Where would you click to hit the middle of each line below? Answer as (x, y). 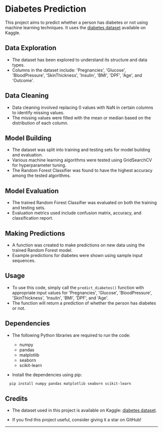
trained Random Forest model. (42, 250)
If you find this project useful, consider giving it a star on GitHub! (77, 420)
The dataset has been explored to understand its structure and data (80, 60)
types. (18, 65)
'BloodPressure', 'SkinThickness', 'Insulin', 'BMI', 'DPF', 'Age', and (77, 75)
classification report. (33, 218)
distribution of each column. (40, 123)
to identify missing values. (38, 112)
